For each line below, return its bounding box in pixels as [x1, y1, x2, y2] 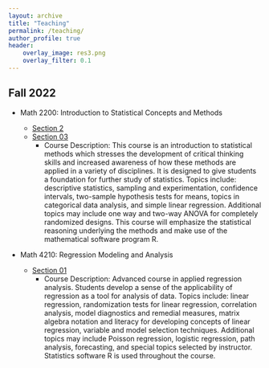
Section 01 [31, 265, 67, 275]
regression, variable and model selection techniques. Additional [43, 325, 255, 334]
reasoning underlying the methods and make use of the [43, 226, 228, 235]
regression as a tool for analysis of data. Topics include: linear [43, 291, 250, 301]
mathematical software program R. [43, 234, 159, 243]
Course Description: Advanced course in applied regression [43, 274, 243, 284]
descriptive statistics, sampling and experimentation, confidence [43, 182, 259, 193]
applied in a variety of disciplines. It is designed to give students [43, 166, 257, 175]
